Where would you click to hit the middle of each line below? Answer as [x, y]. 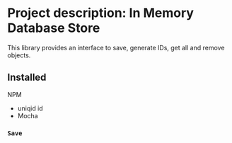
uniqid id [30, 108]
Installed [27, 78]
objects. [19, 55]
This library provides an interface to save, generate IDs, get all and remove [116, 47]
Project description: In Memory [101, 13]
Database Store [54, 28]
